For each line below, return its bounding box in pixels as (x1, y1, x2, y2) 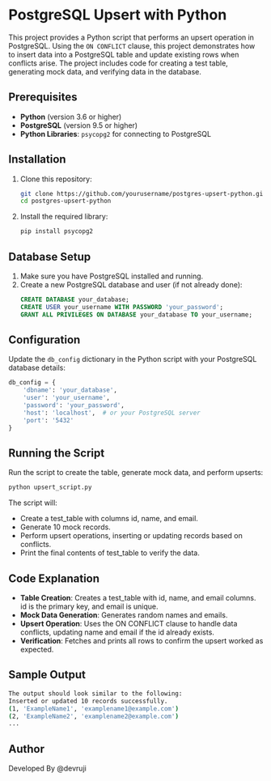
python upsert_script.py (8, 483, 92, 491)
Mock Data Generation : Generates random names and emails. (19, 610, 228, 620)
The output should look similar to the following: (8, 690, 183, 698)
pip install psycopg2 (19, 227, 93, 236)
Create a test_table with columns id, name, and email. (19, 514, 198, 524)
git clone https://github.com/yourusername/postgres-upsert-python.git (19, 189, 267, 197)
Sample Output (8, 668, 87, 681)
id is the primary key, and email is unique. (19, 601, 159, 612)
